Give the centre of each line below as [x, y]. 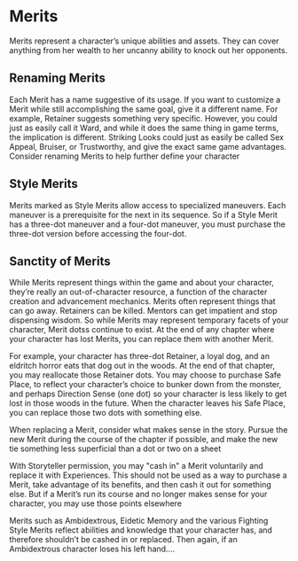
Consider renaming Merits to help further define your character [125, 156]
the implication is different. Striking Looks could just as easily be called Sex [146, 137]
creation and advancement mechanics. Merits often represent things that [143, 301]
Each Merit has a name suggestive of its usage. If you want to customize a [145, 99]
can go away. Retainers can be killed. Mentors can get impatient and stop [143, 311]
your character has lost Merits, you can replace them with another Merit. [141, 339]
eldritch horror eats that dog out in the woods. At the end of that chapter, [142, 366]
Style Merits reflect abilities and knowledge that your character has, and [141, 530]
